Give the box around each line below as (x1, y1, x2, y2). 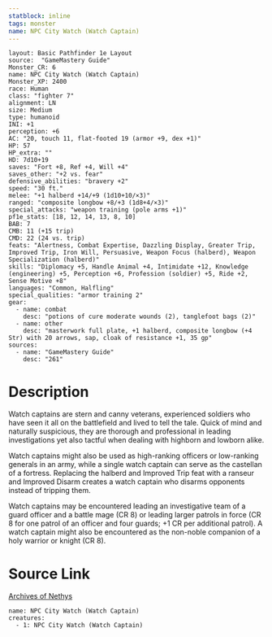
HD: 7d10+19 (8, 156, 49, 164)
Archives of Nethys (8, 591, 73, 601)
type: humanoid (8, 113, 60, 122)
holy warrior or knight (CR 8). (8, 536, 106, 546)
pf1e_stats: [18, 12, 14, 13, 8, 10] (8, 213, 136, 221)
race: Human (8, 85, 49, 94)
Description (8, 382, 89, 401)
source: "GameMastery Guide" (8, 56, 111, 65)
